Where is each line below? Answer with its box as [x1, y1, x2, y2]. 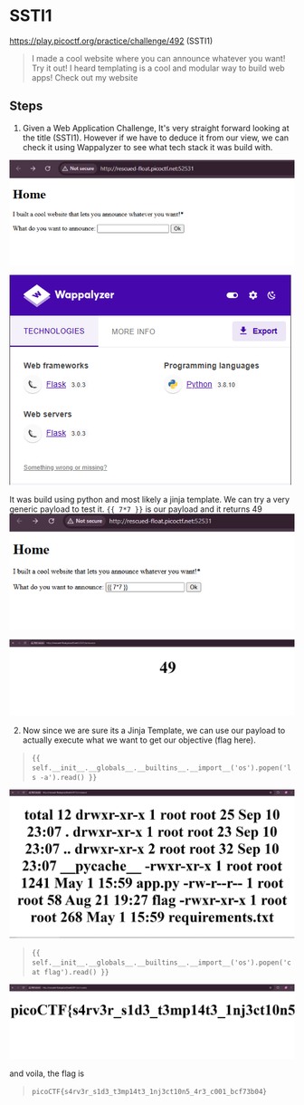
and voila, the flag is [9, 1068, 84, 1079]
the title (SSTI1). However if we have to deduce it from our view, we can [22, 132, 290, 143]
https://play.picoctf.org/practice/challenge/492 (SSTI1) [9, 35, 214, 46]
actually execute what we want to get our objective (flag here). [22, 735, 256, 745]
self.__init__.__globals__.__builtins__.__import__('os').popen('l [31, 763, 291, 773]
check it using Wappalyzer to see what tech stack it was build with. [22, 141, 273, 152]
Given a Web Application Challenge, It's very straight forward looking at [22, 122, 290, 133]
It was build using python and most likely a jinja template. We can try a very [9, 495, 290, 505]
